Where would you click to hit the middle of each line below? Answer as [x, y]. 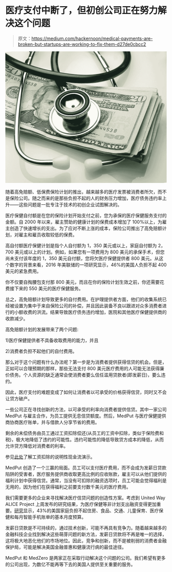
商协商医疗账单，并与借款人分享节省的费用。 [52, 422]
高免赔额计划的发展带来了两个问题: [42, 329]
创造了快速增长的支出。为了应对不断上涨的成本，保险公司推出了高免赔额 [86, 228]
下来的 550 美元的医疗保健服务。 [49, 288]
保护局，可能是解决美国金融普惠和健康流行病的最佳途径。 [66, 547]
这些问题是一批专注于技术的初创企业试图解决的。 [70, 204]
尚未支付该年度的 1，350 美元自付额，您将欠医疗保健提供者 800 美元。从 [82, 258]
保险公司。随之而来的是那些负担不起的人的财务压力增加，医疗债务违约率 [86, 198]
